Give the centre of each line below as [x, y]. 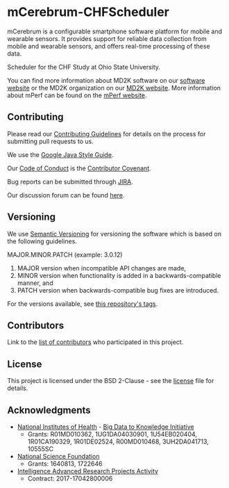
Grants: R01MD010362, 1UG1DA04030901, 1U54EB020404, [112, 434]
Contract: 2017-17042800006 [70, 478]
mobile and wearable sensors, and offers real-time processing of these [109, 46]
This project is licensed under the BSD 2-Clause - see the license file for [111, 381]
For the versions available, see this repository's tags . [83, 304]
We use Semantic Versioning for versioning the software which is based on [114, 234]
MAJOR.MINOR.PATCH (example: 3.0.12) [65, 254]
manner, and [35, 283]
